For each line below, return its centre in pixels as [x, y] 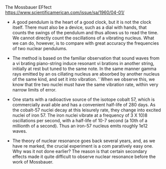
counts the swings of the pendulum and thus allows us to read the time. [85, 33]
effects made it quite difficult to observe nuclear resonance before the [84, 157]
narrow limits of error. [34, 90]
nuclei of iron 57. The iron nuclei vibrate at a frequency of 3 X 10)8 [80, 115]
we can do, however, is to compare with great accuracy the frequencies [86, 43]
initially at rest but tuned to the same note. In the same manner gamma [84, 69]
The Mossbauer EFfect [28, 7]
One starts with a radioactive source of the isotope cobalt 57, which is [83, 99]
